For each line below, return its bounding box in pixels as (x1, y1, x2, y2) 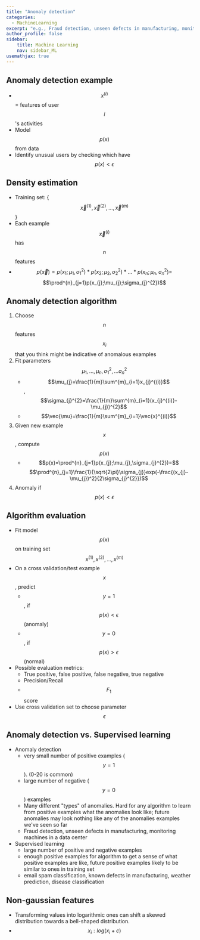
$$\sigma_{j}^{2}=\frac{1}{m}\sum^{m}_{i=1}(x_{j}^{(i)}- (40, 397, 177, 404)
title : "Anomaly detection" (6, 8, 76, 15)
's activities (14, 120, 43, 127)
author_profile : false (6, 31, 62, 37)
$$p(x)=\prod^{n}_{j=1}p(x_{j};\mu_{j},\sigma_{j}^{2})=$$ (38, 459, 179, 466)
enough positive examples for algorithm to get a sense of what (23, 852, 177, 859)
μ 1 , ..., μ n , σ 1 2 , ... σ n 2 (82, 366, 127, 376)
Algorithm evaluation (6, 511, 86, 521)
